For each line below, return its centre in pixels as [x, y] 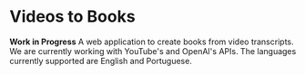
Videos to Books [72, 17]
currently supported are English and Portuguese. [101, 61]
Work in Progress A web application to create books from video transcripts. [152, 42]
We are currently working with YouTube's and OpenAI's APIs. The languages [153, 51]
